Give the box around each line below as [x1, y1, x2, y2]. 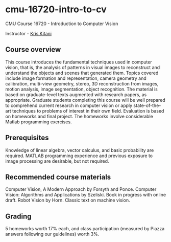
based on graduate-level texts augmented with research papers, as [5, 91, 147, 98]
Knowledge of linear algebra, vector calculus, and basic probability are [5, 147, 154, 153]
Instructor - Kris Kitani [5, 30, 52, 36]
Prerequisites [5, 134, 49, 142]
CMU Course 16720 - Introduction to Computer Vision [5, 20, 118, 27]
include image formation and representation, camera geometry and [5, 75, 146, 81]
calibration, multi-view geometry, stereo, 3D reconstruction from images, [5, 80, 159, 86]
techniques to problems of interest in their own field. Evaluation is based [12, 107, 164, 114]
